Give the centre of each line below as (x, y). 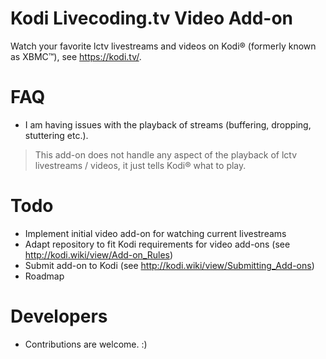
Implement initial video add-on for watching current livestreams (155, 233)
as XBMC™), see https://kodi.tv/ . (76, 56)
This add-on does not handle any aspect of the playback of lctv (166, 154)
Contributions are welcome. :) (86, 344)
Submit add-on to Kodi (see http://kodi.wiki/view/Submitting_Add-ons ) (169, 265)
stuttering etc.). (56, 135)
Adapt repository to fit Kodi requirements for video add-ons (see (157, 244)
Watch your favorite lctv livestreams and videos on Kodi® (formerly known (163, 46)
